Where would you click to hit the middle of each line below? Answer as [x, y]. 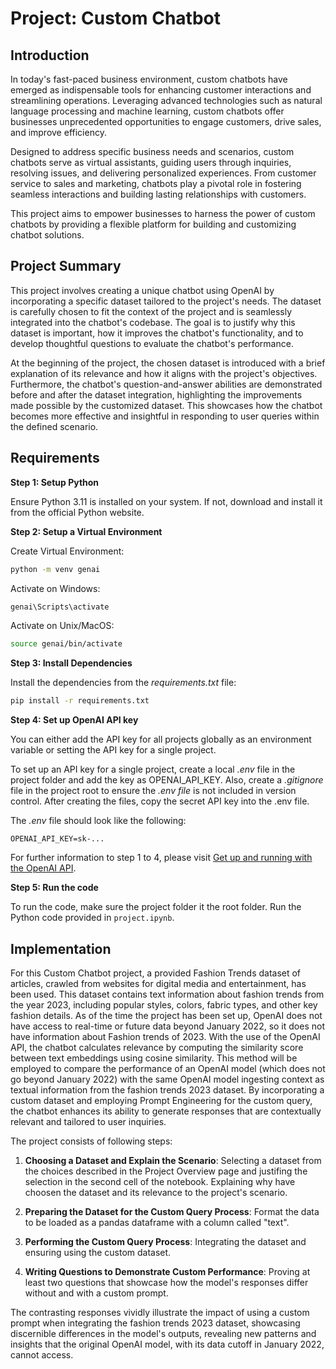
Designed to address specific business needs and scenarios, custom [152, 151]
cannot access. [42, 1354]
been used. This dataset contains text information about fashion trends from [167, 994]
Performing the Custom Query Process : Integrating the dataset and [165, 1241]
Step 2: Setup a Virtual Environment [86, 531]
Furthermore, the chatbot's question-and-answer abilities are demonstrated [166, 384]
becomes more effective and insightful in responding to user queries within [165, 416]
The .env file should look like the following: [98, 821]
